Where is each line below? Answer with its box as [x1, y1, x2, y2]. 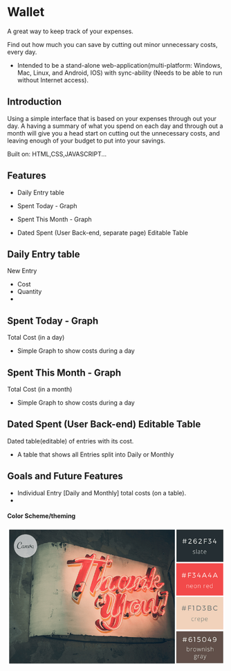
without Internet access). [17, 75, 89, 84]
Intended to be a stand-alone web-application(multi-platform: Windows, [17, 61, 223, 69]
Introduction [7, 96, 62, 108]
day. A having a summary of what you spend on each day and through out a [7, 122, 223, 130]
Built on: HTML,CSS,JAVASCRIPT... [7, 149, 107, 158]
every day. [7, 48, 37, 56]
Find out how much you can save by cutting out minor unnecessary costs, [7, 40, 218, 48]
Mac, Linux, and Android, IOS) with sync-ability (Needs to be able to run [17, 68, 223, 77]
